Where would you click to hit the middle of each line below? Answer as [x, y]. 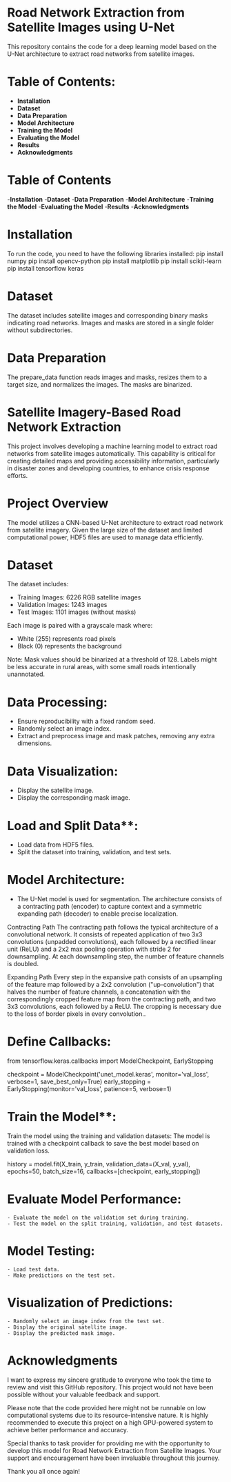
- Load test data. [33, 1269]
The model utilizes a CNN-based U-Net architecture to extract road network [115, 522]
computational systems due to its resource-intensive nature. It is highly [108, 1415]
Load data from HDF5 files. [56, 845]
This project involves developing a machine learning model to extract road [112, 446]
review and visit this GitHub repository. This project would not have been [110, 1387]
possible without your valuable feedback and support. [84, 1394]
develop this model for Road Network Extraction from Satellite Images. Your [114, 1450]
